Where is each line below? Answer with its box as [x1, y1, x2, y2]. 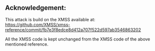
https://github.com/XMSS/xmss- [5, 22, 71, 27]
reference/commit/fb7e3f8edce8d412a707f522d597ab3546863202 [5, 26, 141, 33]
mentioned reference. [5, 41, 49, 47]
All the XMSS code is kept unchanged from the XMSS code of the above [5, 36, 150, 42]
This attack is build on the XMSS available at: [5, 16, 96, 22]
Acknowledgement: [5, 4, 66, 12]
